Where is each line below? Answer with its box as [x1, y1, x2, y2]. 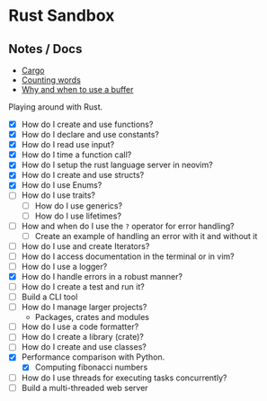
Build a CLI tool [21, 291, 78, 302]
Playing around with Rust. [8, 102, 103, 112]
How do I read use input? [21, 139, 115, 150]
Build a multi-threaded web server [21, 382, 149, 393]
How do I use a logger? [21, 261, 108, 272]
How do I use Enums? [21, 180, 102, 191]
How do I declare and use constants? [21, 129, 159, 140]
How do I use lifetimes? [34, 210, 122, 221]
